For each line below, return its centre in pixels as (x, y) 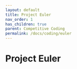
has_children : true (26, 24)
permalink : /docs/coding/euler (39, 33)
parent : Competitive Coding (35, 29)
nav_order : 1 (19, 19)
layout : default (22, 10)
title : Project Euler (28, 15)
